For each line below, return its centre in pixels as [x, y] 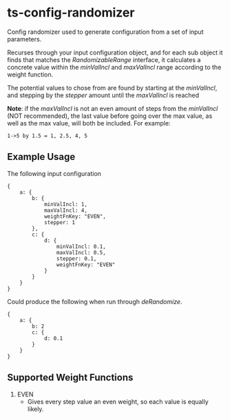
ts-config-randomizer [71, 13]
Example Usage [41, 157]
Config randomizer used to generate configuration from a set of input [105, 32]
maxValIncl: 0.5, [81, 252]
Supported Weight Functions [70, 378]
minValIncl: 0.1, [81, 246]
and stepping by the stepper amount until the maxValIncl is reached [103, 95]
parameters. [24, 39]
